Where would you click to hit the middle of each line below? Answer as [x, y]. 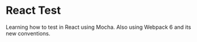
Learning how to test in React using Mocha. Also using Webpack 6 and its [98, 27]
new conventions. [28, 33]
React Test [33, 10]
